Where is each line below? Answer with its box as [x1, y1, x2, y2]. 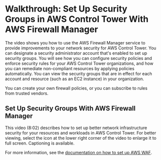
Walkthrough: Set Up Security [5, 3, 128, 15]
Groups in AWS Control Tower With [5, 14, 149, 25]
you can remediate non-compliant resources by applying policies [5, 65, 134, 71]
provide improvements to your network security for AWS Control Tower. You [5, 45, 156, 51]
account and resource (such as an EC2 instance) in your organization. [5, 76, 144, 82]
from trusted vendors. [5, 90, 49, 96]
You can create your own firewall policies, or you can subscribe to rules [5, 85, 147, 91]
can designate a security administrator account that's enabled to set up [5, 50, 147, 56]
